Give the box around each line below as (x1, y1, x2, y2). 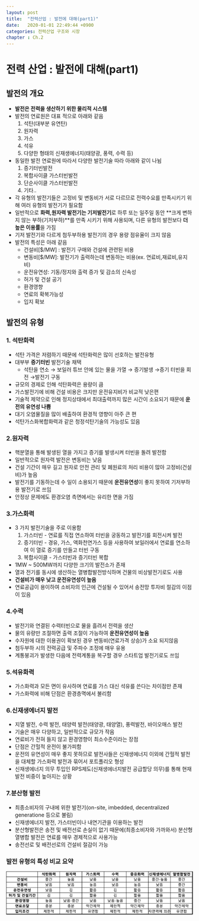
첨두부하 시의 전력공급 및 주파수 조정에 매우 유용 (14, 644, 126, 651)
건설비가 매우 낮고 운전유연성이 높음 (14, 576, 97, 583)
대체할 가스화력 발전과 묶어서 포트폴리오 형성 (21, 758, 124, 765)
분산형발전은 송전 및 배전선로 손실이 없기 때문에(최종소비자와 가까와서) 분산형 (14, 826, 193, 833)
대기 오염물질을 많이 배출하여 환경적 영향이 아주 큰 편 (14, 410, 137, 417)
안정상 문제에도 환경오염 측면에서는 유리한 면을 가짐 (14, 493, 134, 501)
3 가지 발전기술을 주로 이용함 (14, 524, 82, 531)
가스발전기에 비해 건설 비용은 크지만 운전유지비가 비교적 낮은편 (14, 388, 159, 395)
